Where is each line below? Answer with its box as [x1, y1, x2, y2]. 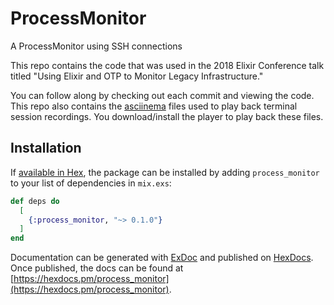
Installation [10, 140, 82, 157]
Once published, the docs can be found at [10, 262, 184, 274]
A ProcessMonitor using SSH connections [10, 40, 183, 52]
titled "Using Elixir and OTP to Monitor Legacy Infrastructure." [10, 70, 264, 82]
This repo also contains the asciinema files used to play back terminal [10, 100, 298, 112]
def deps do [10, 196, 60, 206]
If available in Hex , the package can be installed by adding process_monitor [10, 166, 320, 178]
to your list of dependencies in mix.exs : [10, 177, 172, 189]
